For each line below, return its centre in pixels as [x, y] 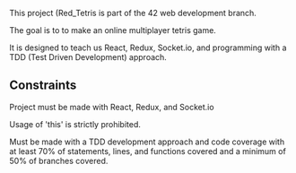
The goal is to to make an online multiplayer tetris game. [113, 30]
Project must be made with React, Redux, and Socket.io [112, 107]
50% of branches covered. [59, 160]
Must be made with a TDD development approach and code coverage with [147, 142]
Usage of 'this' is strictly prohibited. [75, 124]
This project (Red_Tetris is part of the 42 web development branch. [133, 13]
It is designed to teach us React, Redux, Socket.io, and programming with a [148, 48]
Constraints [43, 86]
